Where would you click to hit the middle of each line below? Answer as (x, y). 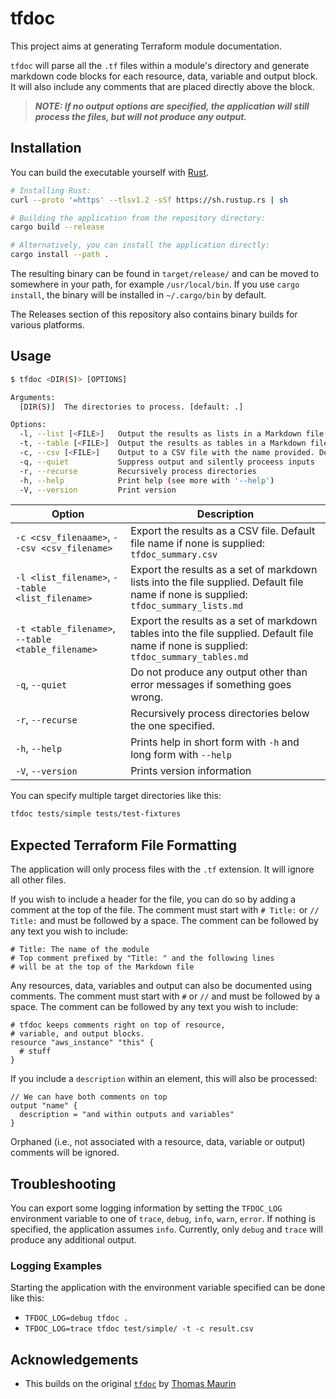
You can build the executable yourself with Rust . (110, 172)
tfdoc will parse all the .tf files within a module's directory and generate (160, 65)
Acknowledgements (74, 1359)
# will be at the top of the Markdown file (102, 967)
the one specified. (172, 726)
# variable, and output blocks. (77, 1034)
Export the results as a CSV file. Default (223, 531)
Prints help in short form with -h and (215, 742)
